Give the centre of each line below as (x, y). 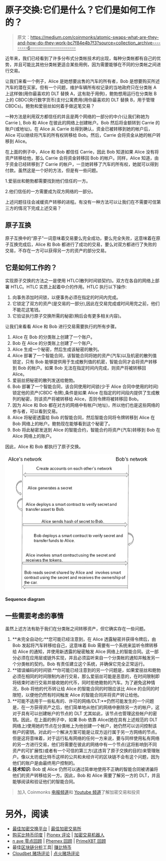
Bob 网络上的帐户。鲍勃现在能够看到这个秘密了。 (62, 424)
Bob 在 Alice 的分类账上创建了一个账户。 (54, 343)
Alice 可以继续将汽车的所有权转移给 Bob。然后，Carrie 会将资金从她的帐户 (81, 135)
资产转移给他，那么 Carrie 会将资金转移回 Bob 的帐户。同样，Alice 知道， (80, 158)
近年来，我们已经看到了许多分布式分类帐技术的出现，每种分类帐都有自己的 (81, 58)
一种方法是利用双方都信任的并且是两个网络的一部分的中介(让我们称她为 (77, 116)
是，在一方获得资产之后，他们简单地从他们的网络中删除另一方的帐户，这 (86, 707)
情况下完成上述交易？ (40, 208)
